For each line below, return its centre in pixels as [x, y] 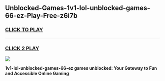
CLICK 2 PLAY [22, 48]
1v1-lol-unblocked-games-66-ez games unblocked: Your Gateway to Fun [81, 68]
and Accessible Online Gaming [37, 73]
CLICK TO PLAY [24, 30]
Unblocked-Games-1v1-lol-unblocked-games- [78, 8]
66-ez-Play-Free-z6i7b [41, 16]
